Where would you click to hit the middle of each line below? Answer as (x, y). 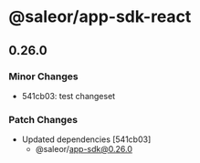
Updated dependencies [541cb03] (86, 139)
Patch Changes (43, 119)
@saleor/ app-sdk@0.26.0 (84, 149)
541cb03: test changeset (68, 96)
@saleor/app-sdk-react (100, 17)
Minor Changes (43, 76)
